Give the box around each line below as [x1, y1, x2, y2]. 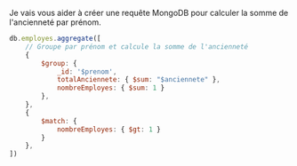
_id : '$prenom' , [56, 67, 117, 76]
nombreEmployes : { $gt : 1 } [56, 124, 162, 134]
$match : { [41, 116, 77, 125]
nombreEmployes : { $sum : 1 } [56, 83, 165, 92]
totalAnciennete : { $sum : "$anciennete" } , [56, 75, 221, 84]
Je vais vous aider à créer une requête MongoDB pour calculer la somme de [9, 8, 289, 18]
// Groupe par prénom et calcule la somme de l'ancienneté [25, 42, 249, 51]
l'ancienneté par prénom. [9, 17, 102, 28]
